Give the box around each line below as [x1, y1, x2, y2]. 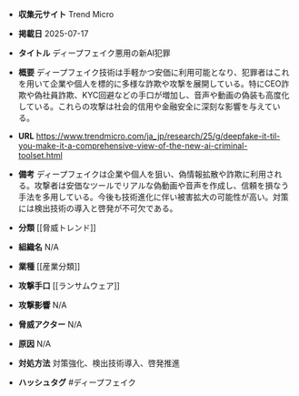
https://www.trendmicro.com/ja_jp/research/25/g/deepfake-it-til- [35, 131, 281, 141]
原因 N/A [17, 339, 52, 349]
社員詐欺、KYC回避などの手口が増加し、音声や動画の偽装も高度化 [42, 90, 290, 100]
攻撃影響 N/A [17, 300, 67, 310]
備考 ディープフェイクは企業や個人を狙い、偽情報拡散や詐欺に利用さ [17, 168, 274, 179]
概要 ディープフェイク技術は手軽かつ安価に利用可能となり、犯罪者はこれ [17, 67, 290, 77]
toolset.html [17, 150, 64, 160]
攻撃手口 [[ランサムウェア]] [17, 280, 120, 290]
